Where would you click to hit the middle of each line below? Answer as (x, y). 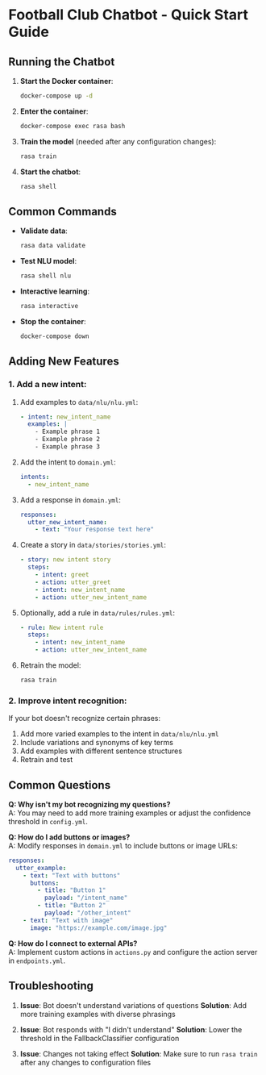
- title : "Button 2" (72, 906)
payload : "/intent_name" (86, 898)
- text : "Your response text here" (95, 530)
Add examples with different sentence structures (101, 751)
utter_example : (41, 868)
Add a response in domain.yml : (70, 500)
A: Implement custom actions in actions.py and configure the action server (133, 952)
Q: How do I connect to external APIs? (73, 943)
